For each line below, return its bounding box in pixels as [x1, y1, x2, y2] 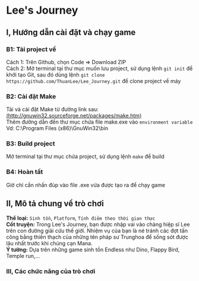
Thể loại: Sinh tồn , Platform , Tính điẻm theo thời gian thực [6, 214, 156, 222]
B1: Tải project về [6, 45, 56, 53]
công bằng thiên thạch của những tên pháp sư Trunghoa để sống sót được [6, 233, 189, 241]
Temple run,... [6, 252, 40, 259]
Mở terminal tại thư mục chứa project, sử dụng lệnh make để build [6, 153, 165, 160]
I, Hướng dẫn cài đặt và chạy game [6, 27, 136, 37]
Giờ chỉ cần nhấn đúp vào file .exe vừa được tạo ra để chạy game [6, 181, 165, 188]
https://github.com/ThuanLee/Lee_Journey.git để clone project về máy [6, 77, 181, 84]
